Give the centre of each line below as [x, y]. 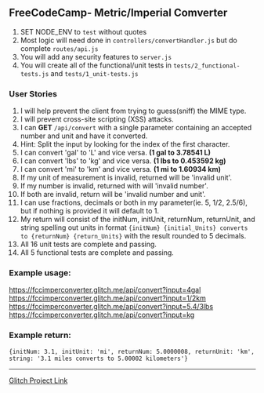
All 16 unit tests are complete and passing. [89, 244]
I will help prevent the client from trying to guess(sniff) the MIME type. [133, 111]
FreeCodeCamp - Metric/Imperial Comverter [118, 13]
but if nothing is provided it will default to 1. [90, 211]
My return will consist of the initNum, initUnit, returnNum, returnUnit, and [137, 220]
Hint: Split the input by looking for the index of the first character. [125, 144]
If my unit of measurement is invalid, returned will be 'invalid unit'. [126, 178]
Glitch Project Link [38, 380]
